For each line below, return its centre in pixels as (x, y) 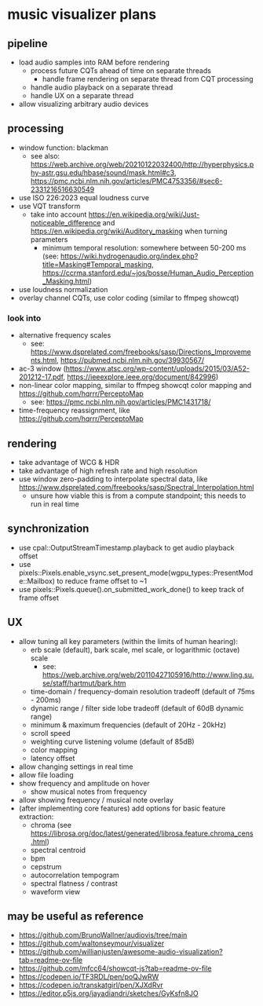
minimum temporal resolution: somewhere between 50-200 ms (144, 247)
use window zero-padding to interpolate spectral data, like (113, 479)
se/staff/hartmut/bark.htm (84, 683)
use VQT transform (49, 206)
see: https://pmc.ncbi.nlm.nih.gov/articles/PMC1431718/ (121, 402)
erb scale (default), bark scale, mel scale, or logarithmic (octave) (135, 649)
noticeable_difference (66, 222)
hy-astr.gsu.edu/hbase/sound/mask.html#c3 (102, 172)
